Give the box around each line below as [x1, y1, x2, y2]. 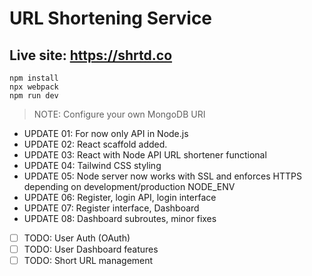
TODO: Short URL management [23, 255, 154, 267]
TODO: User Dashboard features [23, 243, 159, 256]
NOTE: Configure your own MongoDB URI [33, 108, 206, 120]
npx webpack [9, 82, 59, 92]
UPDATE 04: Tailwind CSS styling [23, 160, 162, 171]
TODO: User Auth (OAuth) [23, 232, 131, 244]
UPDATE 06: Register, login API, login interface [23, 192, 217, 203]
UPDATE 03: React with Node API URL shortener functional [23, 149, 267, 161]
